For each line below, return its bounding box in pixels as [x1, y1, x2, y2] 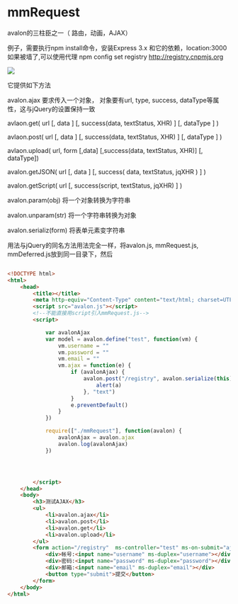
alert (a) [96, 382, 122, 389]
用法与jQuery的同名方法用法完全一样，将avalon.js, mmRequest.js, [7, 241, 199, 249]
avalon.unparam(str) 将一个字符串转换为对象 [7, 210, 137, 220]
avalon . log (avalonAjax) [57, 440, 129, 448]
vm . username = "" [57, 342, 110, 349]
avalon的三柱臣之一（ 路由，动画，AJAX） [7, 28, 132, 37]
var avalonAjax [45, 329, 91, 336]
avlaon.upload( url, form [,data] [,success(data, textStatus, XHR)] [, [7, 146, 203, 154]
